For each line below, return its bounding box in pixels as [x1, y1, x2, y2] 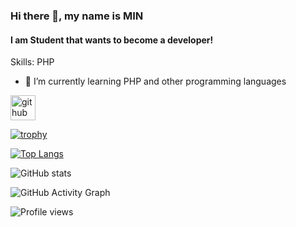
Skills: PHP [10, 56, 55, 68]
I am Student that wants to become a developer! [10, 34, 214, 46]
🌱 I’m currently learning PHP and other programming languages [24, 75, 287, 88]
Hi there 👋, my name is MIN [10, 9, 144, 23]
